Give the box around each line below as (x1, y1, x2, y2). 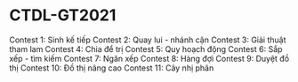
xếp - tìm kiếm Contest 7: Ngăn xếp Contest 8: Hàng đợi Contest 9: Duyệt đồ (9, 53, 290, 63)
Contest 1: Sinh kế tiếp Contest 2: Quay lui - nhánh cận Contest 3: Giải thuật (9, 34, 286, 45)
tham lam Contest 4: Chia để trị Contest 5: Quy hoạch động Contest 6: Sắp (9, 43, 283, 54)
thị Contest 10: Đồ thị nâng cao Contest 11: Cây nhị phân (9, 63, 214, 73)
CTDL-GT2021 (9, 5, 117, 26)
